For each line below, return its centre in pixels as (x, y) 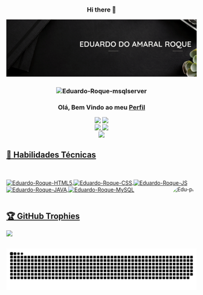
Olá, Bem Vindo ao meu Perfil (101, 107)
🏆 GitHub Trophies (43, 216)
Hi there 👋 (101, 10)
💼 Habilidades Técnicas (51, 155)
